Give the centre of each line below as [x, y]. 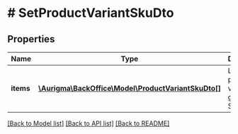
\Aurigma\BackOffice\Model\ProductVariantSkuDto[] [129, 88]
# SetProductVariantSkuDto [91, 13]
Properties [31, 39]
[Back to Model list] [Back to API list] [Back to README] [89, 123]
